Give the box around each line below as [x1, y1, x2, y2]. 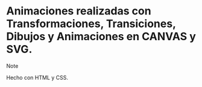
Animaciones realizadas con [6, 4, 152, 18]
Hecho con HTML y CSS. [6, 74, 68, 81]
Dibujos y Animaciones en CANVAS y [6, 30, 196, 43]
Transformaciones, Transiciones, [6, 17, 176, 31]
